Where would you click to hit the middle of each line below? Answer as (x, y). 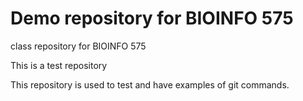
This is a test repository (59, 65)
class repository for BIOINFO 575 (78, 46)
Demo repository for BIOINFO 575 (152, 18)
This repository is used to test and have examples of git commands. (150, 84)
